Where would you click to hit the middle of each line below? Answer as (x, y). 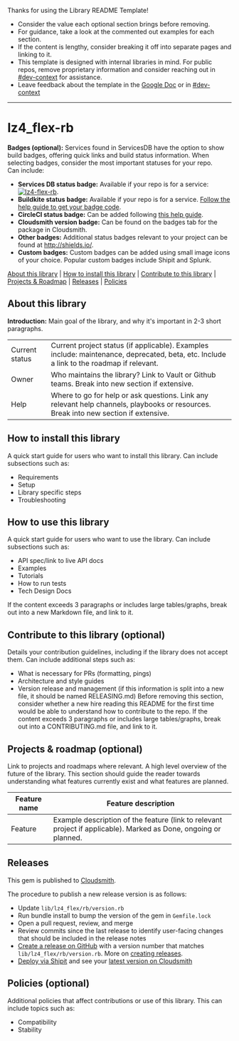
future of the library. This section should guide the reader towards (104, 774)
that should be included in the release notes (82, 938)
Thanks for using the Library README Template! (78, 10)
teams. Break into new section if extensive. (122, 383)
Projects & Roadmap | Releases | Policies (67, 281)
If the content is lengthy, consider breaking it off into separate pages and (124, 47)
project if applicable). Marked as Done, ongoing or (137, 829)
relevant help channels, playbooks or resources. (131, 404)
